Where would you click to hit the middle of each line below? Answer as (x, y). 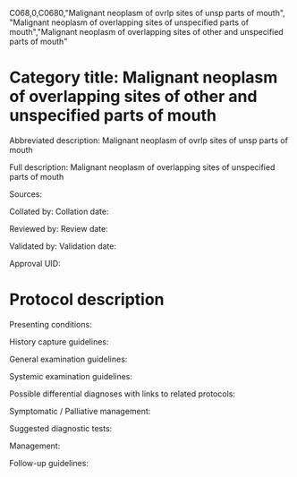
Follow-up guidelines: (49, 463)
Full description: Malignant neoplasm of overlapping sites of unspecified (142, 167)
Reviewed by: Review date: (59, 228)
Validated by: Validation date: (63, 246)
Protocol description (87, 300)
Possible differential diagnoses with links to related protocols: (122, 394)
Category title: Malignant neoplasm (144, 77)
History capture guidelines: (59, 341)
